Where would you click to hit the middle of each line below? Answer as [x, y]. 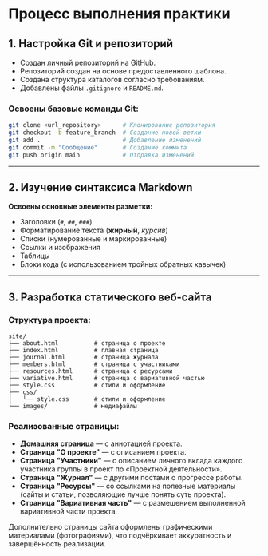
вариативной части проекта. [69, 511]
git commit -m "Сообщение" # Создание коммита [98, 147]
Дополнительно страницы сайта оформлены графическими [110, 527]
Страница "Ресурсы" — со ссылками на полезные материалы [128, 486]
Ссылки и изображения [60, 248]
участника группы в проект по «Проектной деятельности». [121, 469]
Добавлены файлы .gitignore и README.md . [91, 88]
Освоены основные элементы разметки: [81, 207]
